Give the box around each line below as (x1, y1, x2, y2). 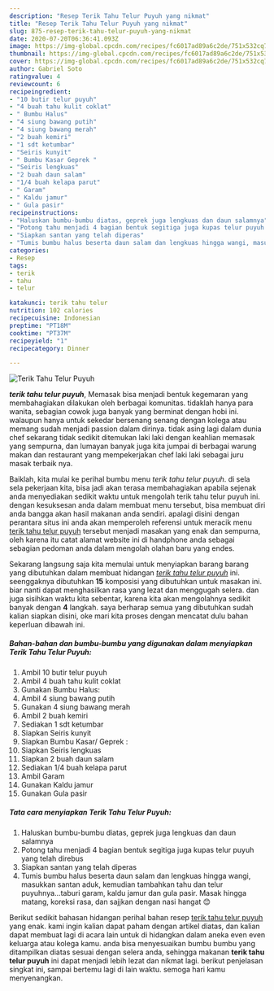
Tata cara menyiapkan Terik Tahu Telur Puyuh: (9, 807, 172, 817)
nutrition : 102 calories (9, 307, 94, 315)
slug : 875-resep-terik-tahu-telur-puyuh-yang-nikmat (9, 27, 192, 35)
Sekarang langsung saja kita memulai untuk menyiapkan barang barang (9, 559, 249, 570)
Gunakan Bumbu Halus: (20, 685, 101, 695)
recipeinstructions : (9, 208, 80, 216)
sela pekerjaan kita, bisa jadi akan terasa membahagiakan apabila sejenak (9, 483, 257, 493)
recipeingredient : (9, 87, 72, 96)
